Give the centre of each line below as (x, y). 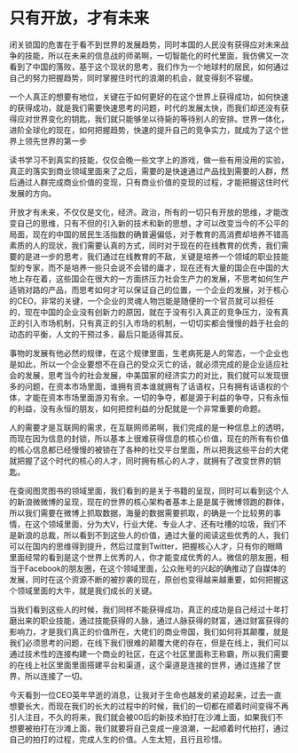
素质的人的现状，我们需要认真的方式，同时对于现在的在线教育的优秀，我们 (145, 245)
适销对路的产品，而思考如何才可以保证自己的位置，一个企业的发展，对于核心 (149, 289)
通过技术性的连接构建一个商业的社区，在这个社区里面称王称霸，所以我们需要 (149, 654)
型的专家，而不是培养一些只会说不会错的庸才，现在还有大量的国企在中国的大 (149, 267)
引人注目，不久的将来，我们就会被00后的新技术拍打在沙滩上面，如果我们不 (146, 717)
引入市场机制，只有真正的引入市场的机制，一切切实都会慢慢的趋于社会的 (157, 323)
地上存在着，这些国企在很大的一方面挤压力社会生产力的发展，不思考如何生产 (149, 278)
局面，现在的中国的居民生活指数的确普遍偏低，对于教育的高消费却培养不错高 (149, 234)
